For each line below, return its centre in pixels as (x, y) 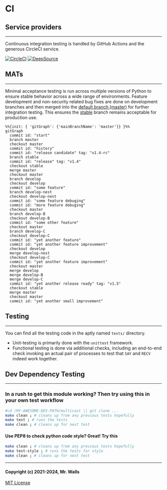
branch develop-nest (31, 192)
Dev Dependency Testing (45, 374)
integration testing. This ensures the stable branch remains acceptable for (81, 112)
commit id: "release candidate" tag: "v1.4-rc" (60, 153)
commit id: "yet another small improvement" (56, 301)
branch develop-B (28, 214)
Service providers (34, 27)
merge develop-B (26, 275)
